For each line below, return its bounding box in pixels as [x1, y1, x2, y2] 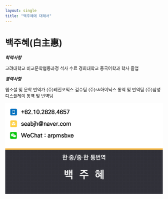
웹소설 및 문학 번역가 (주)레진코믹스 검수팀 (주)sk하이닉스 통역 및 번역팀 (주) [5, 87, 153, 93]
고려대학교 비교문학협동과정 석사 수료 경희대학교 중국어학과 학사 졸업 [5, 65, 139, 71]
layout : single [5, 8, 37, 13]
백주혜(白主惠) [5, 37, 62, 49]
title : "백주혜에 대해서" [5, 13, 52, 19]
